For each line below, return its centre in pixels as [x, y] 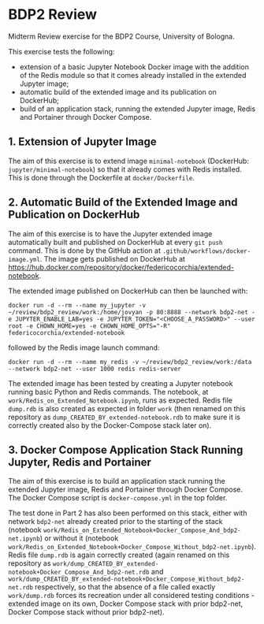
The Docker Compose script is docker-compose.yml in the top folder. [118, 498]
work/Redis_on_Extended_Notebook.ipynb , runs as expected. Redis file [120, 400]
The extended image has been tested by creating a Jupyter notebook [121, 383]
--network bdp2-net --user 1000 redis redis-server [95, 369]
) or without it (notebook [79, 538]
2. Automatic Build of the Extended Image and [123, 202]
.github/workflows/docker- [207, 251]
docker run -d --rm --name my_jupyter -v [77, 305]
